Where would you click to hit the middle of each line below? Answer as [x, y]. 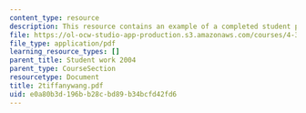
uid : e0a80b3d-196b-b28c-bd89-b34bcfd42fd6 [93, 94]
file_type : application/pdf [63, 43]
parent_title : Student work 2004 [73, 60]
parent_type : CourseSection [63, 69]
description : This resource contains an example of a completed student [150, 26]
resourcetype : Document [55, 77]
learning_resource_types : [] [65, 52]
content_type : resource [55, 18]
